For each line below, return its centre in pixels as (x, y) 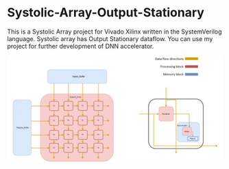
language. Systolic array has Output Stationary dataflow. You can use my (110, 38)
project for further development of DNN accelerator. (81, 46)
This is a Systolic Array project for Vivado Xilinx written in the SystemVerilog (114, 31)
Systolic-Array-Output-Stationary (106, 13)
